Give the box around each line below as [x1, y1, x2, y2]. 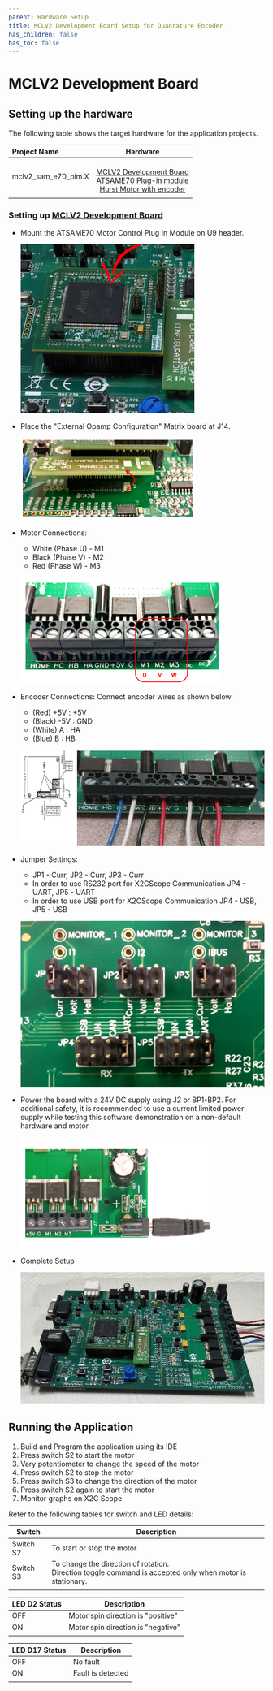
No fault [72, 1657, 100, 1667]
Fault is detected [72, 1668, 129, 1678]
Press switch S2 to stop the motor [19, 1467, 134, 1477]
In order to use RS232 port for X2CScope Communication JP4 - [32, 879, 246, 889]
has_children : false [8, 30, 79, 38]
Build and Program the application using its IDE [19, 1442, 178, 1451]
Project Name [11, 146, 59, 156]
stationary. [51, 1576, 88, 1585]
